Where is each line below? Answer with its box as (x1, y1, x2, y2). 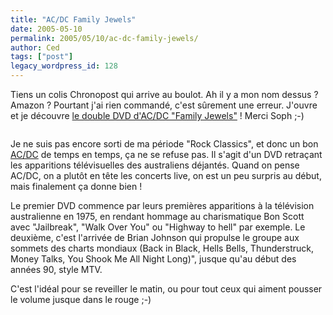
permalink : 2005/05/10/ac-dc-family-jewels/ (10, 33, 199, 43)
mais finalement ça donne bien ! (10, 181, 143, 192)
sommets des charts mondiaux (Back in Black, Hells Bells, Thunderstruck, (10, 242, 314, 254)
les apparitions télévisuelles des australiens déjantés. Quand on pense (10, 159, 300, 171)
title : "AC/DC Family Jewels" (10, 14, 137, 25)
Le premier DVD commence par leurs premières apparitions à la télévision (10, 200, 315, 211)
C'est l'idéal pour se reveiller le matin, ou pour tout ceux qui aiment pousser (10, 283, 323, 295)
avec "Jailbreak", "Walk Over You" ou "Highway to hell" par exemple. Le (10, 221, 306, 233)
